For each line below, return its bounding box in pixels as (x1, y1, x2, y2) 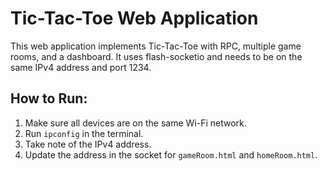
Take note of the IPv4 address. (24, 138, 152, 150)
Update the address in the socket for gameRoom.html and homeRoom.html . (24, 148, 318, 161)
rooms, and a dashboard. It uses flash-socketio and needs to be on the (10, 50, 303, 62)
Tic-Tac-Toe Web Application (10, 7, 259, 30)
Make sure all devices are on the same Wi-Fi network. (24, 117, 247, 129)
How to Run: (10, 90, 88, 107)
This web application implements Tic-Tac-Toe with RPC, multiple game (10, 40, 302, 52)
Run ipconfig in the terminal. (24, 127, 144, 139)
